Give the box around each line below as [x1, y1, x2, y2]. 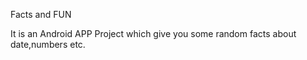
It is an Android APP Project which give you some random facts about [10, 28, 297, 39]
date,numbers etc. [10, 39, 86, 50]
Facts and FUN [10, 9, 72, 20]
